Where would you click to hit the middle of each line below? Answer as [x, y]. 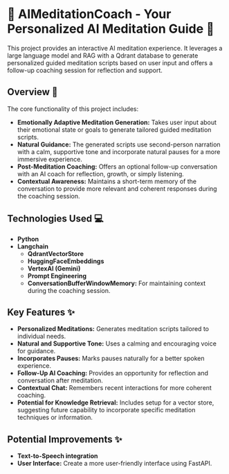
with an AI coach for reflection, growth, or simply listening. [101, 173]
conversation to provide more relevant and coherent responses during [117, 188]
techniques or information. [55, 417]
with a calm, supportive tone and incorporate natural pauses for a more [119, 151]
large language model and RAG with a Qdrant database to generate [103, 56]
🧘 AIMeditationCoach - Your [89, 14]
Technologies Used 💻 [55, 219]
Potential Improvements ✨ [65, 439]
